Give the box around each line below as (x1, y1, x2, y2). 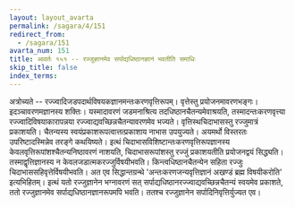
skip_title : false (9, 64, 78, 73)
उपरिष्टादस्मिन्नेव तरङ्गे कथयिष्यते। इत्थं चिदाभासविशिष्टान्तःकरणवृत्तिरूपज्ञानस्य (9, 136, 231, 147)
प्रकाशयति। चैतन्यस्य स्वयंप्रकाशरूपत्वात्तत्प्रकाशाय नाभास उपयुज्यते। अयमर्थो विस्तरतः (9, 126, 248, 137)
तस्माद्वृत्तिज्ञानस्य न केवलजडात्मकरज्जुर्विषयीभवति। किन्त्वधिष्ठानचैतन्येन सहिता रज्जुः (9, 156, 244, 167)
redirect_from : (9, 30, 66, 39)
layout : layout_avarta (9, 13, 94, 22)
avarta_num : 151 (9, 47, 70, 56)
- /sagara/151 (17, 38, 70, 47)
